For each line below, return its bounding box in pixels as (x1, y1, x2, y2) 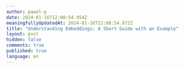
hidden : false (6, 37, 42, 43)
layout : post (6, 31, 39, 37)
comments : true (6, 43, 44, 49)
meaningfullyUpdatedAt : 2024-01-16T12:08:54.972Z (6, 20, 133, 26)
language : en (6, 53, 39, 59)
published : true (6, 48, 47, 54)
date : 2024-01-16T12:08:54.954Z (6, 14, 87, 20)
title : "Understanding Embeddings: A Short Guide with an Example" (6, 25, 179, 32)
